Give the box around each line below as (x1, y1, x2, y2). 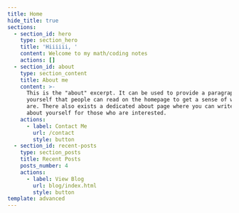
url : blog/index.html (33, 182, 97, 189)
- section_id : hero (14, 30, 72, 38)
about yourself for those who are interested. (26, 109, 167, 116)
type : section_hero (20, 37, 78, 44)
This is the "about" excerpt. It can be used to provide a (26, 89, 205, 97)
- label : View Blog (26, 175, 84, 182)
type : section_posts (20, 149, 81, 156)
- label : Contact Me (26, 122, 87, 130)
